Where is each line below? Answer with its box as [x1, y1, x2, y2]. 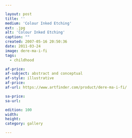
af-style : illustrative [5, 76, 54, 81]
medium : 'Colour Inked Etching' [5, 21, 72, 26]
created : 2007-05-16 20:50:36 [5, 39, 68, 45]
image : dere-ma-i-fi [5, 48, 48, 53]
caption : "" [5, 35, 30, 40]
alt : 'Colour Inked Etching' [5, 30, 65, 35]
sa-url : [5, 98, 21, 103]
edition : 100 [5, 107, 32, 112]
